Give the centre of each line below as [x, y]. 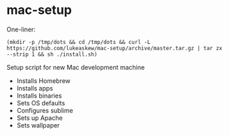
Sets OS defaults [41, 103]
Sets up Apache [40, 118]
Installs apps [35, 88]
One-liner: [21, 29]
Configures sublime [45, 110]
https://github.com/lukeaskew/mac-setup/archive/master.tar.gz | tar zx [114, 48]
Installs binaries [39, 96]
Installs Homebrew [44, 81]
